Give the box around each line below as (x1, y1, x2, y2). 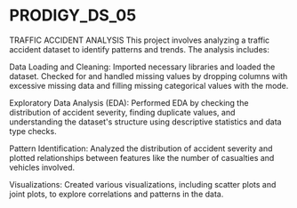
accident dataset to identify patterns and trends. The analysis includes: (9, 44, 269, 54)
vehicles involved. (9, 162, 76, 172)
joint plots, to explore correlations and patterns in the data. (9, 188, 224, 199)
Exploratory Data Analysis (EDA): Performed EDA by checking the (9, 97, 249, 108)
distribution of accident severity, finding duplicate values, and (9, 107, 236, 117)
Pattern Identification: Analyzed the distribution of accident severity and (9, 143, 273, 154)
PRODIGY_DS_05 (9, 5, 137, 26)
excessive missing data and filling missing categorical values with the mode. (9, 80, 289, 91)
